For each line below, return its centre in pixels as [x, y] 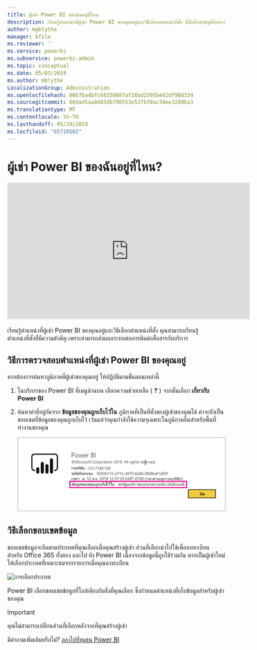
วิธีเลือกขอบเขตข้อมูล [42, 530]
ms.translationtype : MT [42, 110]
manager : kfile [29, 37]
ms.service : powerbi [37, 51]
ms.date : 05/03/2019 [37, 73]
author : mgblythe [32, 29]
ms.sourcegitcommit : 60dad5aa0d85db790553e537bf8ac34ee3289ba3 [100, 103]
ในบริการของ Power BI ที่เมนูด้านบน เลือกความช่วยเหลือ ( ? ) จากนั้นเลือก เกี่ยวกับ [113, 391]
